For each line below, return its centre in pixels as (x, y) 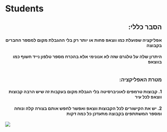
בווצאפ (155, 62)
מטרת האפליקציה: (140, 80)
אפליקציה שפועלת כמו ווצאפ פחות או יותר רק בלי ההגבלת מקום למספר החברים (84, 40)
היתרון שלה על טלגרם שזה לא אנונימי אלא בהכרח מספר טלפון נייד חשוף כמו (87, 57)
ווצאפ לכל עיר (148, 97)
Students (24, 9)
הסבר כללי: (145, 27)
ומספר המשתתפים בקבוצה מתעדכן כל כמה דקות (114, 113)
